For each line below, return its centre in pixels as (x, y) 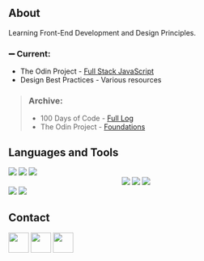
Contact (29, 217)
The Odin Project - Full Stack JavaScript (87, 71)
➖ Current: (30, 53)
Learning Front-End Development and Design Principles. (102, 32)
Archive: (45, 101)
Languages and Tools (64, 152)
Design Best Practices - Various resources (91, 80)
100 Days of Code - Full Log (87, 118)
